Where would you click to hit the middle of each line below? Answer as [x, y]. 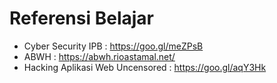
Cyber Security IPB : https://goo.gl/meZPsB [113, 46]
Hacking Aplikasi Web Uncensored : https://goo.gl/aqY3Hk [145, 67]
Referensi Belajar [81, 18]
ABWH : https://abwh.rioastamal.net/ [99, 56]
